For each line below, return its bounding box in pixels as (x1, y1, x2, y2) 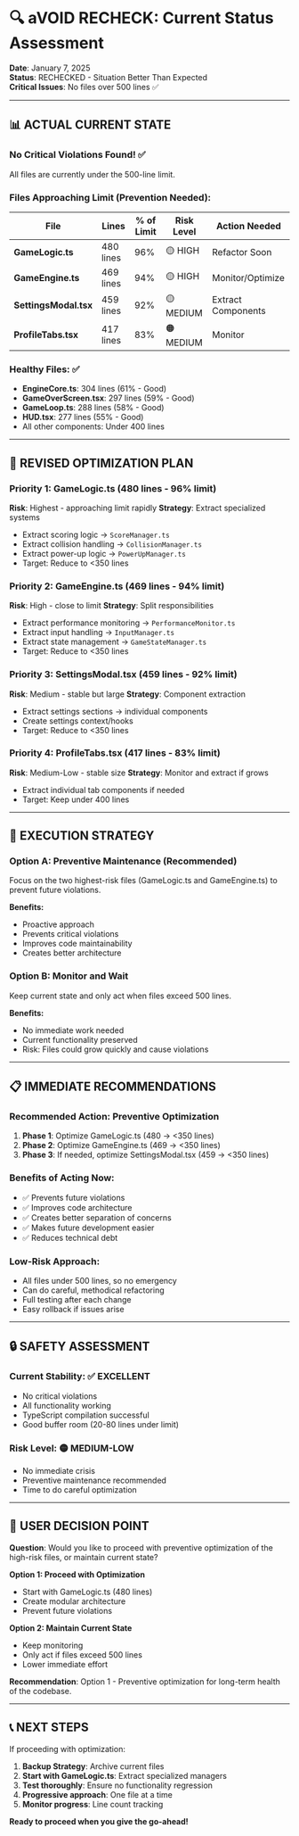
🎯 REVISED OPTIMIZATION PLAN (9, 455, 194, 470)
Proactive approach (21, 919, 95, 930)
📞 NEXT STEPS (9, 1720, 89, 1735)
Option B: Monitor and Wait (9, 970, 129, 982)
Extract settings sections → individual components (21, 706, 208, 716)
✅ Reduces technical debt (21, 1232, 118, 1243)
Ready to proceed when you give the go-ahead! (9, 1815, 189, 1826)
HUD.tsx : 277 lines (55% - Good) (21, 412, 144, 423)
